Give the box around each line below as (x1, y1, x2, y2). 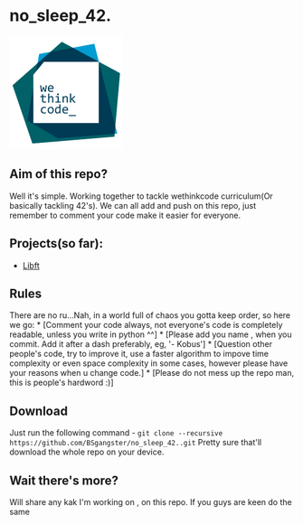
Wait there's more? (9, 473, 119, 488)
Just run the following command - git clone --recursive (9, 427, 223, 438)
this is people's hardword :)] (9, 377, 115, 388)
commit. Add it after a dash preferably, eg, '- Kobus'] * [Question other (9, 339, 273, 350)
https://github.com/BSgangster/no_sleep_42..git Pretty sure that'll (9, 437, 262, 448)
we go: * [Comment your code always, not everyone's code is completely (9, 320, 283, 331)
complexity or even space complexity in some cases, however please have (9, 358, 289, 369)
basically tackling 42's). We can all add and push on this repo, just (9, 200, 256, 211)
